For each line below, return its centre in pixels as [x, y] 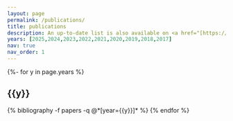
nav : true [21, 46]
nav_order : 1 [26, 53]
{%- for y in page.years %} [46, 72]
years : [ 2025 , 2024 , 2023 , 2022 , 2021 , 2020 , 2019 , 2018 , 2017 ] [89, 39]
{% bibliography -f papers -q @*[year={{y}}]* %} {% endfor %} [98, 110]
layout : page [26, 13]
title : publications [37, 26]
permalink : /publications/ [46, 20]
